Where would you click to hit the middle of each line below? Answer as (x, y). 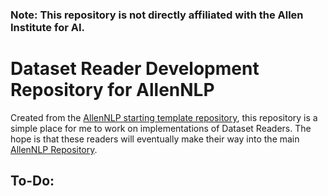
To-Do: (32, 181)
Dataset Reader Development (135, 69)
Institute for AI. (47, 27)
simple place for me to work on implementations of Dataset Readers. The (161, 128)
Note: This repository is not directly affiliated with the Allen (157, 15)
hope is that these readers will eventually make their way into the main (155, 139)
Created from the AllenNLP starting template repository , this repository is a (164, 117)
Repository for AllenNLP (112, 90)
